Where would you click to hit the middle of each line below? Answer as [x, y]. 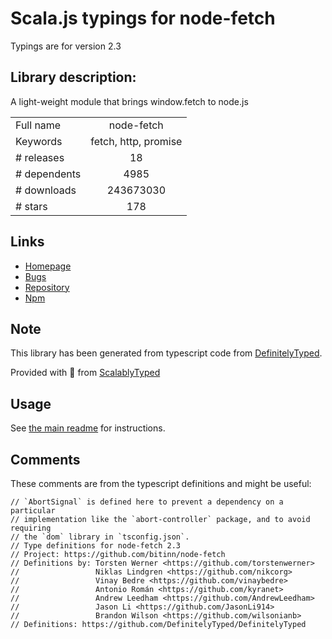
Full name [38, 125]
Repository [47, 287]
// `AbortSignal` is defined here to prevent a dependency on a [147, 502]
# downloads [46, 190]
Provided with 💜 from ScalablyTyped [85, 373]
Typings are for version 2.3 [66, 46]
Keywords [39, 141]
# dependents [48, 174]
